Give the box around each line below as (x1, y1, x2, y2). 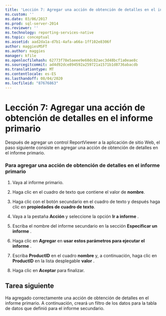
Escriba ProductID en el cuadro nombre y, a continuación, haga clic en (12, 252, 157, 258)
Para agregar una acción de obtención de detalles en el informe (5, 162, 160, 169)
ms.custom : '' (5, 12, 35, 17)
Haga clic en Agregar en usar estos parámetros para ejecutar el (12, 237, 145, 243)
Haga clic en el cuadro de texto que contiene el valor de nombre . (12, 189, 145, 195)
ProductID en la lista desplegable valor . (12, 258, 95, 264)
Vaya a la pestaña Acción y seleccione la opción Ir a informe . (12, 213, 139, 219)
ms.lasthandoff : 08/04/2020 (5, 76, 63, 81)
